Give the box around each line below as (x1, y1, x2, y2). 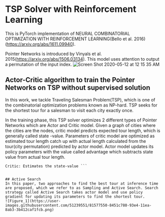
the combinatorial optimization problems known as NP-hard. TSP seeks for (5, 102, 158, 108)
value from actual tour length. (5, 154, 65, 160)
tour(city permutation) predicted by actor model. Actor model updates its (5, 143, 154, 149)
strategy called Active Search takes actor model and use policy (5, 190, 143, 195)
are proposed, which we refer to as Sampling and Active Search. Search (5, 185, 159, 190)
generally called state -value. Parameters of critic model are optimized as (5, 133, 155, 139)
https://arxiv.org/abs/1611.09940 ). (6, 41, 76, 47)
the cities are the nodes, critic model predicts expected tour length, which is (5, 127, 161, 133)
